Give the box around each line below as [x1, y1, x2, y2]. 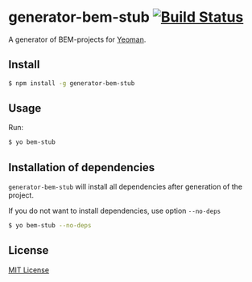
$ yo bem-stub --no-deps [8, 222, 92, 230]
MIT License [8, 265, 50, 275]
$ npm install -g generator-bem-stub [8, 79, 135, 88]
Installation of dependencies [8, 161, 155, 174]
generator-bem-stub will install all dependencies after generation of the [8, 182, 243, 192]
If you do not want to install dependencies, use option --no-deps [8, 206, 221, 216]
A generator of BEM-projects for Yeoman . [8, 35, 147, 44]
